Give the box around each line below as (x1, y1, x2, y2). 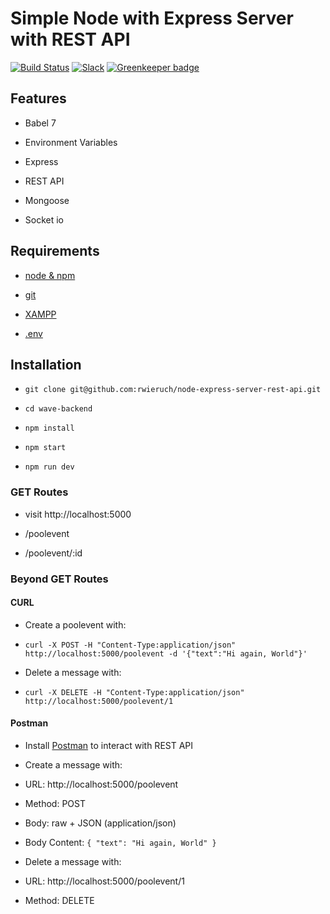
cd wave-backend (24, 404, 93, 414)
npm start (24, 443, 67, 453)
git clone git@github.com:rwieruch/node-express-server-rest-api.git (24, 385, 322, 395)
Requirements (10, 243, 100, 260)
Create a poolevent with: (24, 618, 127, 631)
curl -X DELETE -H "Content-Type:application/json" (24, 687, 245, 697)
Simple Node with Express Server (10, 7, 294, 30)
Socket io (24, 213, 65, 226)
